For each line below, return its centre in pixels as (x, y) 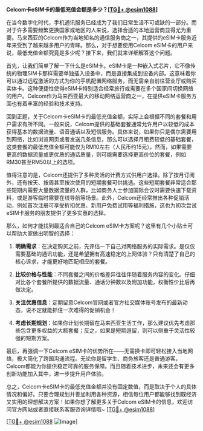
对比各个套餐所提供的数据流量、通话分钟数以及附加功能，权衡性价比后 (102, 282)
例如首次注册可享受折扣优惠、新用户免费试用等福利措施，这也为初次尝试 (107, 205)
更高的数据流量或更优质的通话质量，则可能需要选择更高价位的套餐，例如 (96, 154)
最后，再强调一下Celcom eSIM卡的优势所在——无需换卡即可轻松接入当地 (97, 351)
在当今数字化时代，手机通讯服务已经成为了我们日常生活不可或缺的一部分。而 (101, 22)
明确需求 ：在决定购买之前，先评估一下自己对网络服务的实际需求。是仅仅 (105, 246)
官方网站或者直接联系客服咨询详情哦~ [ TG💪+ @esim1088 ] (83, 409)
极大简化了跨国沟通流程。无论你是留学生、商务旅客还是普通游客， (99, 358)
